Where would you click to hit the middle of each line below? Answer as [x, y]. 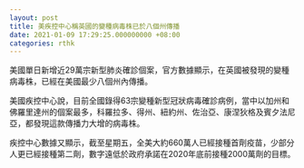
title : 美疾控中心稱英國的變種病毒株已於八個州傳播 [94, 26]
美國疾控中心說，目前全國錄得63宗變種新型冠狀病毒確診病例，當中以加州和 [150, 101]
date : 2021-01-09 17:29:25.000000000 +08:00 [95, 35]
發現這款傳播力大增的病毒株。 [89, 124]
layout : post [34, 18]
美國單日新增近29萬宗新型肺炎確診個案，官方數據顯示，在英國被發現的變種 [150, 70]
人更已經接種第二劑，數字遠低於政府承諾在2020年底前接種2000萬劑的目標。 [152, 154]
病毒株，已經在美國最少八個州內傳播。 [81, 82]
